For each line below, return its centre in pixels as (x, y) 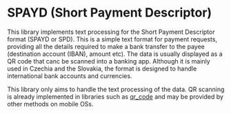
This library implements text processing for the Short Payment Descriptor (111, 32)
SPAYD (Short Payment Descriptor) (110, 13)
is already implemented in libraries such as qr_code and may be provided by (115, 96)
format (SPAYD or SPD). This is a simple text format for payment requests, (112, 39)
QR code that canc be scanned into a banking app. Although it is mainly (109, 61)
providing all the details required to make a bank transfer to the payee (106, 46)
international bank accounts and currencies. (70, 76)
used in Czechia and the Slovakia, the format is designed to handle (102, 68)
